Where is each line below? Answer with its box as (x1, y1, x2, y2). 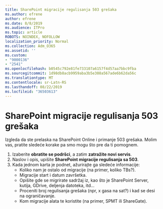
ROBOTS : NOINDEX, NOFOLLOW (5, 35, 60, 40)
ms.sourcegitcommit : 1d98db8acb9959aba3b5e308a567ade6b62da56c (5, 71, 137, 76)
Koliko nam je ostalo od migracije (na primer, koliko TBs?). (19, 167, 136, 173)
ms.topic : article (5, 30, 42, 35)
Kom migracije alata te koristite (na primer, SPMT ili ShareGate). (19, 198, 147, 204)
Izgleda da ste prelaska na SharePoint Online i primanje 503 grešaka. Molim (5, 137, 157, 142)
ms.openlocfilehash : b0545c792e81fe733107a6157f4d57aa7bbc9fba (5, 67, 137, 71)
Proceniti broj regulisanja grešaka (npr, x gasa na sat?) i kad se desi (19, 188, 155, 194)
